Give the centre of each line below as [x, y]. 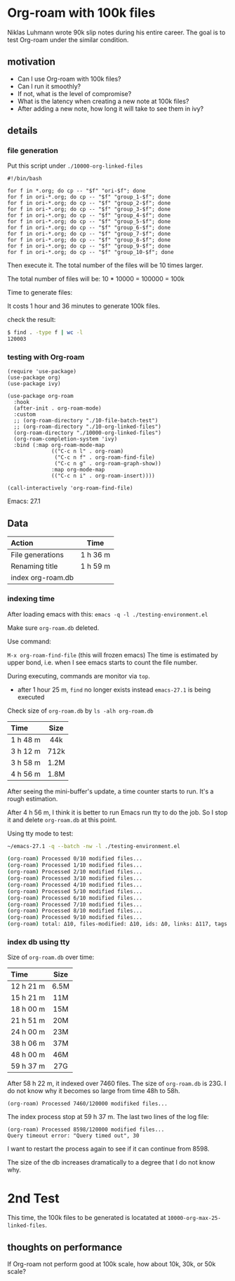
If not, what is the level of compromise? [74, 93]
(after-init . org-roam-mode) [58, 408]
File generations [38, 555]
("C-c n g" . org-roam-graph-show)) [108, 464]
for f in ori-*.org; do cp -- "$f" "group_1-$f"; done [89, 197]
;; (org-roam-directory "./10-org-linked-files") [87, 427]
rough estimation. [33, 798]
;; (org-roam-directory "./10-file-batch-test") [86, 421]
